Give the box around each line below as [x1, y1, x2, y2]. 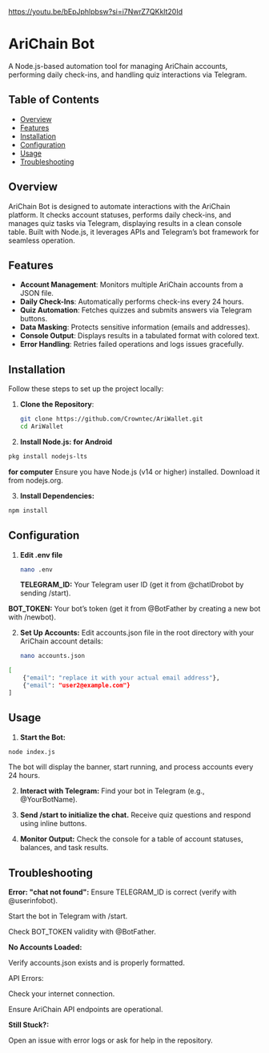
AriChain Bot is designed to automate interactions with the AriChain [8, 201, 231, 211]
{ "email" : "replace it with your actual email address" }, [22, 674, 220, 682]
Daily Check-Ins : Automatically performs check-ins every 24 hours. [19, 297, 244, 307]
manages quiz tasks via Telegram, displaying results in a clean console [8, 218, 243, 228]
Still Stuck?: [8, 1020, 50, 1030]
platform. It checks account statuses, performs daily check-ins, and [8, 210, 232, 220]
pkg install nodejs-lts [8, 452, 88, 460]
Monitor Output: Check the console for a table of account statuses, [19, 834, 243, 844]
